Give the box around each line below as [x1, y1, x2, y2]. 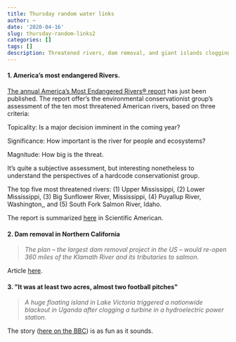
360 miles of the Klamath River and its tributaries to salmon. [24, 253, 199, 261]
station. [24, 313, 47, 322]
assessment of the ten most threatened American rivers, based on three [7, 102, 216, 110]
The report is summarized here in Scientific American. [7, 214, 164, 222]
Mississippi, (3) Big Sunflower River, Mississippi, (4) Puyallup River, [7, 193, 202, 201]
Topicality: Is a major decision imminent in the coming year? [7, 123, 181, 132]
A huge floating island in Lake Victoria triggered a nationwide [24, 298, 204, 307]
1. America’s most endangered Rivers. [7, 71, 121, 80]
